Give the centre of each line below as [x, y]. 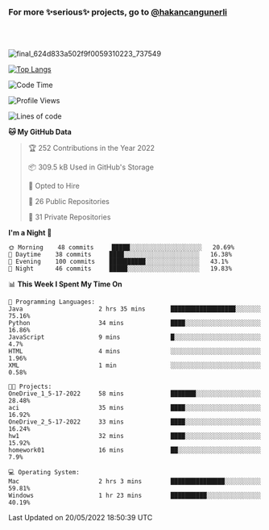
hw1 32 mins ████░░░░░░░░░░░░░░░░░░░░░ [135, 436]
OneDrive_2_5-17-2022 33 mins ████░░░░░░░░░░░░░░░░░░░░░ [135, 422]
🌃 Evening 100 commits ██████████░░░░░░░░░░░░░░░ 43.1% [118, 262]
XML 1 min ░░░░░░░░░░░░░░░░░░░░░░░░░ [135, 365]
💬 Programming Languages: [52, 302]
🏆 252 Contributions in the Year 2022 [91, 148]
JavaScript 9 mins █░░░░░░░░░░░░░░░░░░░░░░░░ [135, 337]
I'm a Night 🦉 [30, 233]
